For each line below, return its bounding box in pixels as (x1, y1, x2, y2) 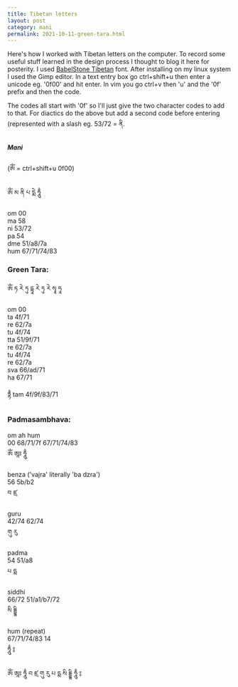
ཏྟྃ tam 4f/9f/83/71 (7, 389, 58, 399)
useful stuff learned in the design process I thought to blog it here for (7, 58, 210, 66)
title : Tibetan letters (7, 10, 78, 18)
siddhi (7, 587, 26, 596)
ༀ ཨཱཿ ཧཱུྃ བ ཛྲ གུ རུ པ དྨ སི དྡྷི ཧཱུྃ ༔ (7, 668, 82, 677)
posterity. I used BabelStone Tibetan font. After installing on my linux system (7, 65, 231, 73)
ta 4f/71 (7, 313, 30, 321)
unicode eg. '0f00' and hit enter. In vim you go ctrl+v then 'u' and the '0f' (7, 80, 222, 89)
